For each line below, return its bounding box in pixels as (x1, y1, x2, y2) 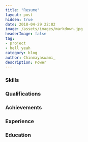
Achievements (5, 104, 42, 111)
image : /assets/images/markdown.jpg (5, 27, 83, 32)
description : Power (5, 60, 47, 65)
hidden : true (5, 17, 33, 22)
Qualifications (5, 90, 41, 98)
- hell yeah (5, 45, 31, 51)
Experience (5, 117, 34, 125)
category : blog (5, 50, 38, 55)
